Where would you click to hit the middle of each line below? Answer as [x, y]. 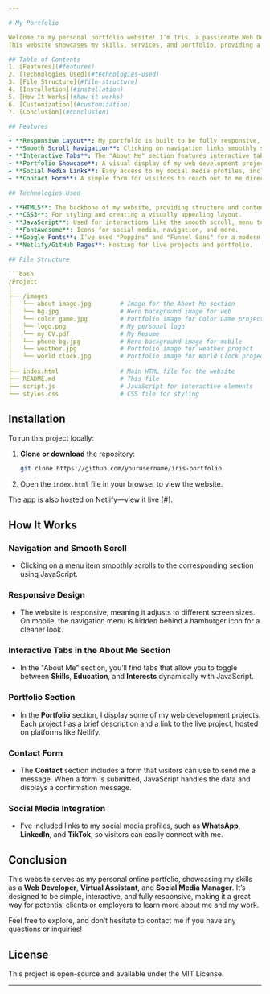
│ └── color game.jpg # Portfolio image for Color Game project [136, 319]
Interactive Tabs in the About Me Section [90, 651]
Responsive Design [47, 594]
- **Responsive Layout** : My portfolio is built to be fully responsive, [135, 141]
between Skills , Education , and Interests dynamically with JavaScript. [137, 677]
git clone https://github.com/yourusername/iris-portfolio [121, 469]
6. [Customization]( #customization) [70, 104]
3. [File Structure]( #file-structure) [73, 82]
